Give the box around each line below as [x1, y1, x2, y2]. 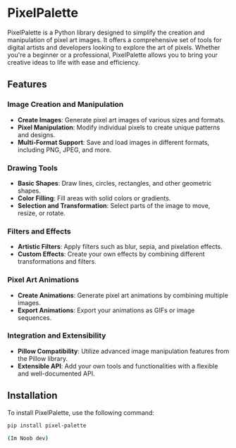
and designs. [17, 130, 56, 139]
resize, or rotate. [17, 209, 66, 217]
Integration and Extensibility [7, 331, 106, 340]
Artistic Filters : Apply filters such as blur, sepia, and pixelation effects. [17, 243, 223, 251]
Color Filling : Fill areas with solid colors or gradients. [17, 193, 171, 202]
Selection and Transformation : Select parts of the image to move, [17, 201, 211, 210]
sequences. [17, 313, 52, 321]
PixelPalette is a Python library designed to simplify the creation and [7, 28, 206, 37]
